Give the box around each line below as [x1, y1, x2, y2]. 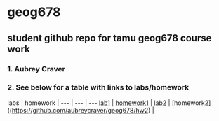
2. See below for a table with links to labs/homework [7, 83, 190, 92]
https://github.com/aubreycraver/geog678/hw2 [11, 106, 149, 114]
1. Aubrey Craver [7, 64, 65, 73]
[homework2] [171, 99, 211, 107]
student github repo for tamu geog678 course [7, 32, 212, 44]
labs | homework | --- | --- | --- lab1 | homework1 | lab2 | [7, 99, 171, 107]
